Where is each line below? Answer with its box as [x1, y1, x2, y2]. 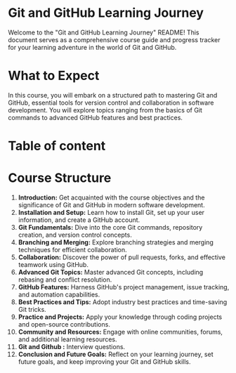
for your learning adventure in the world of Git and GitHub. [8, 43, 177, 51]
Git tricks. [18, 306, 46, 313]
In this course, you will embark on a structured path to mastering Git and [8, 91, 218, 99]
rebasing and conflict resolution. [18, 275, 112, 284]
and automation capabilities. [18, 290, 100, 299]
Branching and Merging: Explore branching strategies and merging [18, 238, 214, 247]
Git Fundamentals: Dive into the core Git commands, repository [18, 223, 203, 231]
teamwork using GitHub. [18, 261, 88, 268]
